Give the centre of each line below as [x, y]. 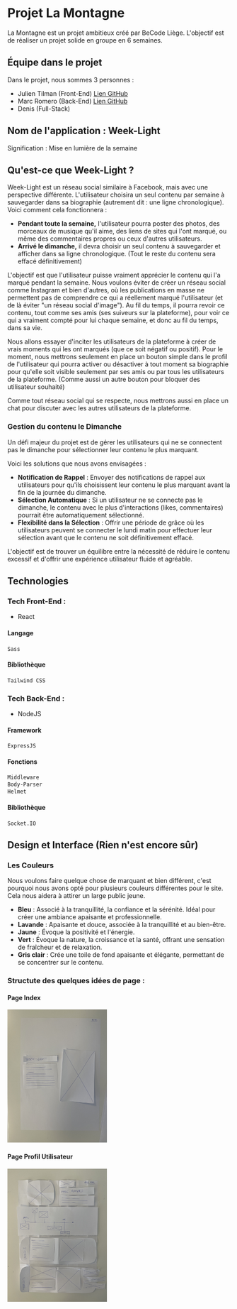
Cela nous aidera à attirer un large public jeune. [76, 896]
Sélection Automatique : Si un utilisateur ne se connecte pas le [110, 500]
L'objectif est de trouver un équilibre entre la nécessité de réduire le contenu [118, 551]
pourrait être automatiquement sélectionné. [81, 515]
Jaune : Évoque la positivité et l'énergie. [76, 932]
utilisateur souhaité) [36, 387]
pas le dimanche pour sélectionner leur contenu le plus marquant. [103, 449]
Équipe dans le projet [55, 63]
